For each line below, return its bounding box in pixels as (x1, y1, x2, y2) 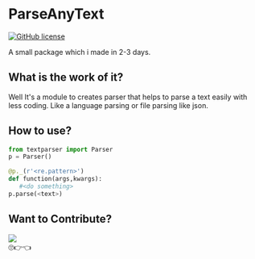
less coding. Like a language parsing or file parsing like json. (8, 100, 209, 110)
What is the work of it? (8, 70, 124, 85)
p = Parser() (8, 152, 52, 161)
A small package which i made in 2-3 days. (8, 47, 151, 56)
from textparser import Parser (8, 145, 113, 153)
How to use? (8, 124, 72, 138)
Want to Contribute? (8, 212, 113, 226)
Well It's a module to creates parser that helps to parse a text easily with (8, 92, 248, 102)
